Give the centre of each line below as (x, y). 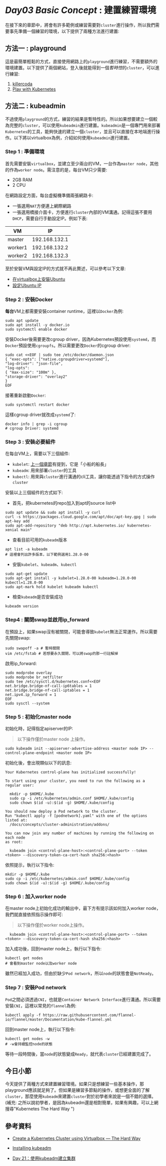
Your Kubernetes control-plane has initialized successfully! (71, 772)
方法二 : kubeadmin (35, 106)
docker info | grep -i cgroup (36, 424)
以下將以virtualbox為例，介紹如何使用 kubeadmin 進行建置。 (73, 138)
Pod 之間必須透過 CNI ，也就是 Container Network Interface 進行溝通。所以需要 (83, 999)
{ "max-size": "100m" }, (31, 372)
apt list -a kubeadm (27, 549)
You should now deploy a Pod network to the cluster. (62, 812)
